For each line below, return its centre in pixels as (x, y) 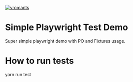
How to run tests (39, 61)
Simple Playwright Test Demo (66, 27)
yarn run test (18, 74)
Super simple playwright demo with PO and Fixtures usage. (65, 41)
